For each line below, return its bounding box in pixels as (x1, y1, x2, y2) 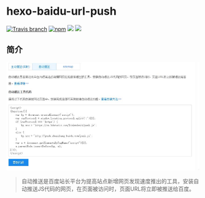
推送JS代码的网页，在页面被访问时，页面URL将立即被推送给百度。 (26, 185, 195, 192)
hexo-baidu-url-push (6, 4, 117, 18)
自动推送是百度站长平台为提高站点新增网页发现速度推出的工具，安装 (21, 178, 194, 185)
